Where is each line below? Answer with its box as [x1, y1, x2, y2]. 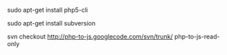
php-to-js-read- [174, 32, 220, 41]
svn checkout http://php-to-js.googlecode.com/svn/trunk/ [7, 32, 173, 41]
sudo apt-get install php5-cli [7, 6, 89, 14]
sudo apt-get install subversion [7, 19, 96, 27]
